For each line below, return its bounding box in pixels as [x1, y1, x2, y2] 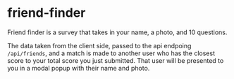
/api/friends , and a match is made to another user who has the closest [7, 49, 215, 57]
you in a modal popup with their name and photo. [7, 64, 150, 72]
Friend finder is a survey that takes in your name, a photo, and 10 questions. [7, 28, 228, 36]
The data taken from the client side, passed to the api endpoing [7, 41, 192, 50]
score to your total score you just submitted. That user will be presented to [7, 56, 224, 64]
